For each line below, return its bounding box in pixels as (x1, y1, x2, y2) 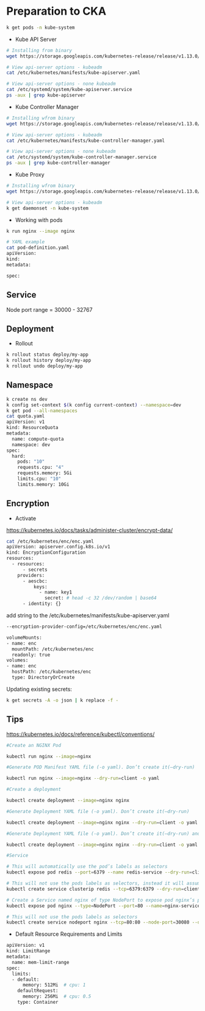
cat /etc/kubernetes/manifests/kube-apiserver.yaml (6, 70, 140, 76)
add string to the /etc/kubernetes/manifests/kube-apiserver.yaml (6, 612, 170, 619)
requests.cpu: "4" (17, 465, 64, 471)
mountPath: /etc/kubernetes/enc (12, 646, 95, 652)
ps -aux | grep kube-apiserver (6, 92, 86, 98)
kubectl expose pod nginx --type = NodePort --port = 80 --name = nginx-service (6, 903, 201, 909)
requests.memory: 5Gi (17, 470, 72, 476)
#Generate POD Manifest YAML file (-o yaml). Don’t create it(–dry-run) (6, 764, 195, 771)
